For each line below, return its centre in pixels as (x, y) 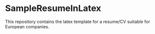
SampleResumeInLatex (53, 8)
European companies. (27, 26)
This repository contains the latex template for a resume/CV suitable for (77, 22)
